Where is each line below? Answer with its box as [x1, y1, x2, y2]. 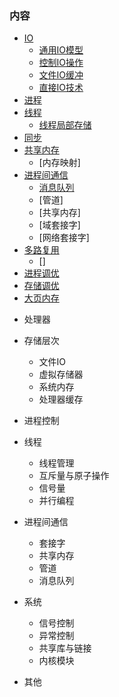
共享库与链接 [38, 642, 92, 654]
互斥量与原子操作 [38, 470, 110, 482]
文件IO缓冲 [38, 69, 84, 81]
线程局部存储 [38, 119, 92, 131]
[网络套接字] [38, 232, 90, 244]
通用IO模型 [38, 44, 84, 56]
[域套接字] [38, 219, 81, 231]
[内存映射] [38, 157, 81, 169]
